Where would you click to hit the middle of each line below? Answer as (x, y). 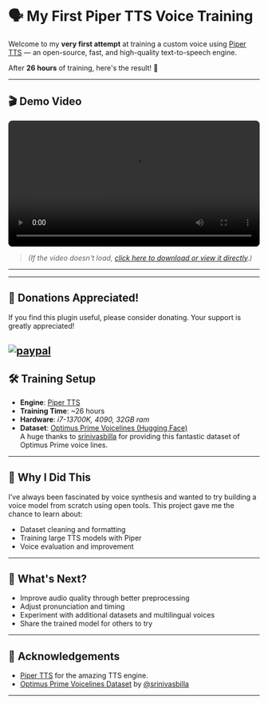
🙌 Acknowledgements (64, 656)
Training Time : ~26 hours (62, 410)
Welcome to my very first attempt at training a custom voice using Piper (127, 44)
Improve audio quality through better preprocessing (104, 598)
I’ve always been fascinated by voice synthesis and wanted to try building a (132, 497)
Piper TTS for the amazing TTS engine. (84, 676)
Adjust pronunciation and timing (72, 606)
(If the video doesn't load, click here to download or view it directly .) (140, 258)
